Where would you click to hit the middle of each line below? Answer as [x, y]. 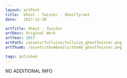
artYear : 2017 [20, 38]
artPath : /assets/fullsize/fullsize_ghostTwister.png [64, 43]
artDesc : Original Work [31, 33]
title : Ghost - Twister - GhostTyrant [48, 15]
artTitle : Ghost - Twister [34, 28]
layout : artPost [22, 10]
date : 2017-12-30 [26, 19]
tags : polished [21, 56]
